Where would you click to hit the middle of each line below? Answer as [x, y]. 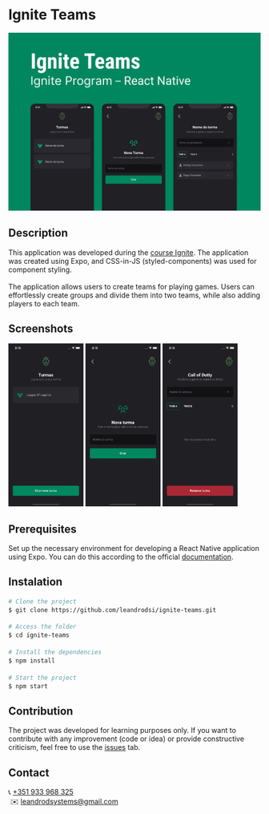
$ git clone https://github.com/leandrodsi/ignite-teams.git [112, 610]
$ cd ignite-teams [39, 635]
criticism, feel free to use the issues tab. [74, 747]
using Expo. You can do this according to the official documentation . [121, 557]
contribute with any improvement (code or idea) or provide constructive [126, 739]
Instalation [35, 582]
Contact [29, 773]
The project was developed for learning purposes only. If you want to [122, 731]
